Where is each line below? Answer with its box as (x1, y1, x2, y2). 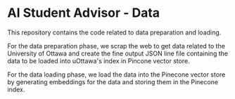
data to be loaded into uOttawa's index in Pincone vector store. (7, 56, 190, 65)
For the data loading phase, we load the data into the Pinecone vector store (7, 70, 226, 79)
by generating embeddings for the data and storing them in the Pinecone (7, 77, 219, 86)
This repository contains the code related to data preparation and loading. (7, 28, 222, 37)
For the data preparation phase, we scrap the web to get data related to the (7, 41, 225, 50)
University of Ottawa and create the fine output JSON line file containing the (7, 49, 229, 58)
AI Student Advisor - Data (7, 5, 160, 21)
